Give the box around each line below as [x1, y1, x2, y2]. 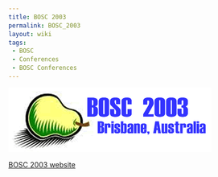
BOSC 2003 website [8, 159, 76, 169]
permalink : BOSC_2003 [8, 21, 81, 30]
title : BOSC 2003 [8, 13, 67, 21]
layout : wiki [8, 30, 52, 38]
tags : [8, 39, 27, 47]
